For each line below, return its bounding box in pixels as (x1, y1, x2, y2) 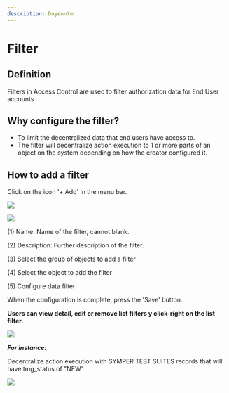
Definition (7, 68, 51, 81)
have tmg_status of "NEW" (7, 365, 84, 373)
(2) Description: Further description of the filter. (7, 241, 144, 250)
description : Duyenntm (7, 10, 74, 18)
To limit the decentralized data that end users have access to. (17, 134, 195, 142)
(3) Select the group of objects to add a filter (7, 255, 137, 264)
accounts (7, 94, 34, 103)
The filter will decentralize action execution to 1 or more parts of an (17, 141, 211, 150)
